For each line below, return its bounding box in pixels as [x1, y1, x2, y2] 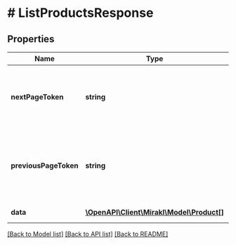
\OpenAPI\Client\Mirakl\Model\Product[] [85, 208, 225, 217]
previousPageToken [11, 161, 79, 170]
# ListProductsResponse [7, 5, 154, 21]
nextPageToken [11, 92, 65, 101]
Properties [7, 33, 55, 45]
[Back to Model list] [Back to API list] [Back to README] [7, 230, 169, 238]
